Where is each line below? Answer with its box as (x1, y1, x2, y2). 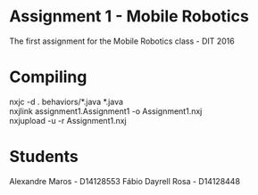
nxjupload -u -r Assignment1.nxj (9, 115, 127, 126)
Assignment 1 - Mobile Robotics (9, 6, 250, 27)
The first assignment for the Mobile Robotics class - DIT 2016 (9, 36, 235, 46)
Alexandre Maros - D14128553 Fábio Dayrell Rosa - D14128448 (9, 175, 241, 186)
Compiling (9, 67, 87, 87)
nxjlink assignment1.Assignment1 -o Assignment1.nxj (9, 105, 203, 117)
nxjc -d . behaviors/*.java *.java (9, 96, 123, 107)
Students (9, 147, 79, 167)
